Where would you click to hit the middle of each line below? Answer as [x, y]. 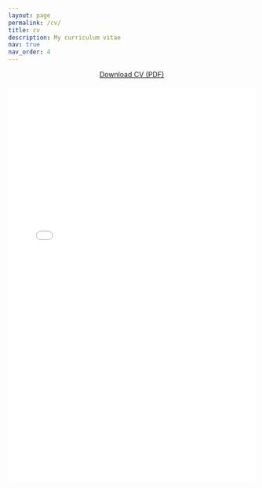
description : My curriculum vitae [65, 37]
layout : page [29, 15]
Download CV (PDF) [132, 74]
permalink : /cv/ [35, 23]
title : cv [24, 30]
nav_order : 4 [29, 52]
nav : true [24, 45]
